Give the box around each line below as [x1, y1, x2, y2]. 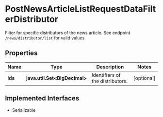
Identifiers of [91, 71, 121, 78]
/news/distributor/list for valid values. [5, 35, 86, 41]
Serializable [12, 107, 36, 113]
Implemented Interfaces [5, 94, 80, 102]
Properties [5, 49, 38, 57]
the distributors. [91, 78, 128, 84]
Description [96, 63, 124, 70]
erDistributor [5, 14, 59, 25]
